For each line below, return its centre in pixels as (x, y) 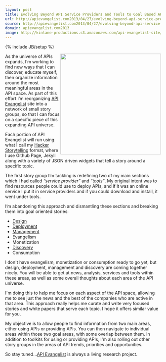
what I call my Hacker (27, 145)
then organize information (31, 78)
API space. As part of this (31, 93)
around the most (22, 83)
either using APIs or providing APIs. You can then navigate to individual (77, 329)
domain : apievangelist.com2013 (37, 28)
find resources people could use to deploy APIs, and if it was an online (77, 186)
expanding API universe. (30, 125)
